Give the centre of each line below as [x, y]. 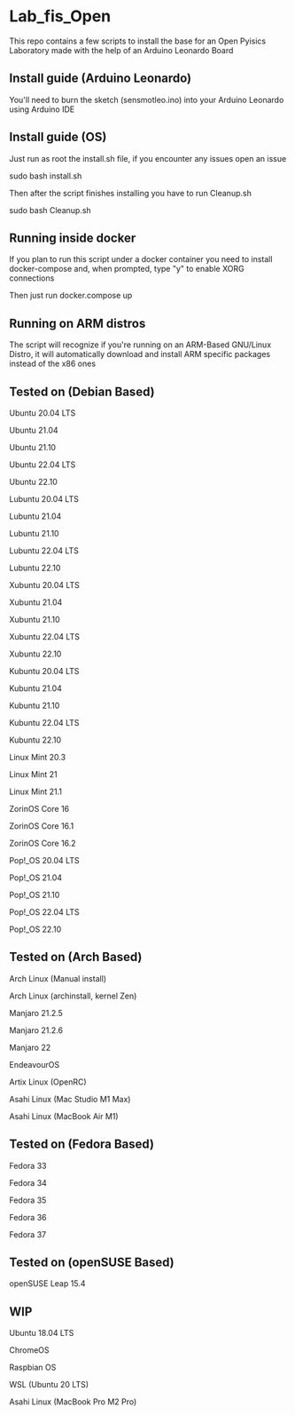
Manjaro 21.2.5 [36, 1013]
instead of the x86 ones [52, 364]
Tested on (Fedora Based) [82, 1145]
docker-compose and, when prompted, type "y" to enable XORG [127, 269]
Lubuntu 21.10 [34, 533]
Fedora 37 [28, 1234]
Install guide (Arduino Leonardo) [101, 79]
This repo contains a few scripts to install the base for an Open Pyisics [138, 41]
